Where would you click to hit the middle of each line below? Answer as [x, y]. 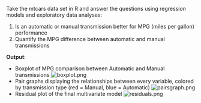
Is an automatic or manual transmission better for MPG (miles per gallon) [105, 26]
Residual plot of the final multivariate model [68, 94]
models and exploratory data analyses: [54, 15]
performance [31, 33]
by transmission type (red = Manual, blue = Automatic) [82, 88]
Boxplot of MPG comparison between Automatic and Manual [90, 68]
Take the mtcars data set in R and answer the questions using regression [96, 9]
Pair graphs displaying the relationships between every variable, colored [104, 81]
